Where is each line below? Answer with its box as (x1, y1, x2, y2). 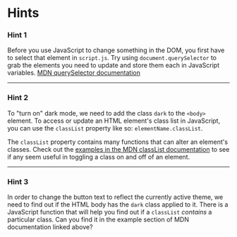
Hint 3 (7, 176, 29, 186)
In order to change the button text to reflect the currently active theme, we (7, 193, 224, 202)
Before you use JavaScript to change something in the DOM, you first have (7, 46, 225, 54)
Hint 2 (7, 93, 29, 103)
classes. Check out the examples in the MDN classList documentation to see (7, 145, 230, 153)
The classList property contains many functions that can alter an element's (7, 138, 228, 146)
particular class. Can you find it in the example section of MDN (7, 215, 189, 224)
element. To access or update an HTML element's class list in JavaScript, (7, 116, 221, 125)
